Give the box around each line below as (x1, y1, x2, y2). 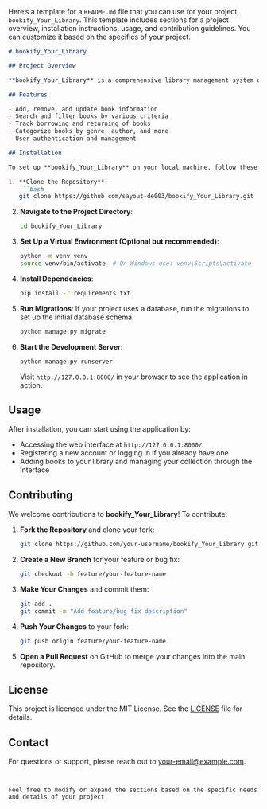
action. (19, 380, 43, 389)
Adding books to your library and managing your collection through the (19, 457, 253, 467)
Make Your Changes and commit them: (19, 584, 149, 594)
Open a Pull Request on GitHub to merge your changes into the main (19, 651, 246, 661)
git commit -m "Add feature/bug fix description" (19, 607, 188, 616)
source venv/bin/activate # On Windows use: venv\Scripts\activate (19, 260, 252, 268)
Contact (8, 736, 49, 749)
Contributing (8, 488, 73, 502)
